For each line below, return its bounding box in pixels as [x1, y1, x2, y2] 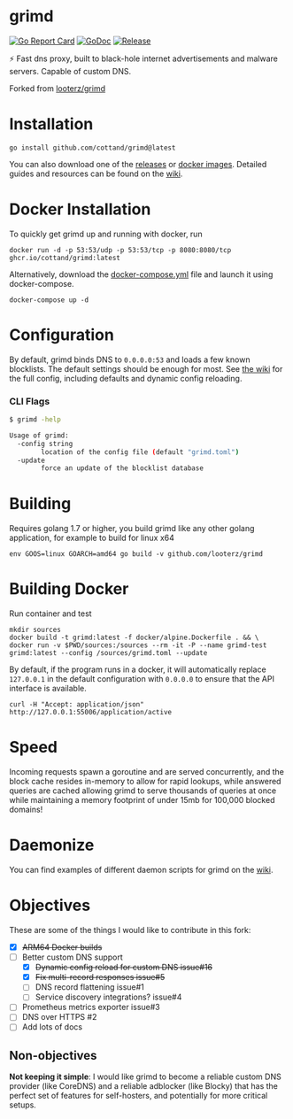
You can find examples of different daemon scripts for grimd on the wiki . [9, 865, 274, 876]
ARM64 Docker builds [21, 941, 103, 953]
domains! [9, 804, 43, 815]
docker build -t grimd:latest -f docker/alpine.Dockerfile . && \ [9, 633, 259, 643]
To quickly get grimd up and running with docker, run [9, 228, 203, 239]
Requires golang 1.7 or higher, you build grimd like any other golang [9, 523, 255, 534]
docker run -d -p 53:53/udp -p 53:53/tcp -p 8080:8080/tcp [9, 245, 232, 254]
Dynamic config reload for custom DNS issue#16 [35, 962, 213, 973]
